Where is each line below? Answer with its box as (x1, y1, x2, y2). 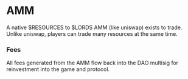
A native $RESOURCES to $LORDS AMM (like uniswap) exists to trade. (6, 24, 183, 31)
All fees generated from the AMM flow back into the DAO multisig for (6, 59, 178, 67)
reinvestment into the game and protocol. (6, 66, 110, 73)
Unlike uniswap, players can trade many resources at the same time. (6, 30, 178, 37)
